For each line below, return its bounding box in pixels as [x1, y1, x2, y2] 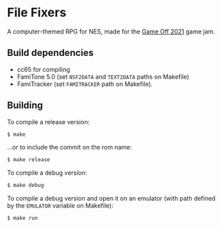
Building [7, 100, 43, 111]
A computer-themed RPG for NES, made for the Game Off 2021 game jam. [7, 27, 215, 35]
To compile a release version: [7, 117, 90, 126]
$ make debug [7, 182, 44, 189]
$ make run [7, 215, 38, 222]
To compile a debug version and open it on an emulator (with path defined [7, 195, 216, 203]
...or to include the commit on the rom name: [7, 143, 133, 152]
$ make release [7, 156, 51, 163]
